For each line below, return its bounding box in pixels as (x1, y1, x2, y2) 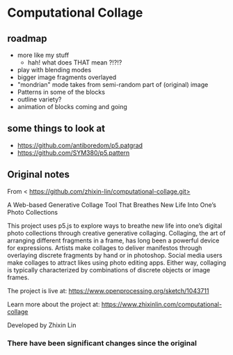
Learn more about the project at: (7, 300, 100, 308)
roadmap (7, 33, 47, 44)
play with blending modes (17, 66, 92, 74)
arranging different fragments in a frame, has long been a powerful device (7, 236, 220, 245)
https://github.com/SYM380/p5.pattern (17, 148, 130, 157)
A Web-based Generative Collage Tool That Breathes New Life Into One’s (7, 200, 217, 209)
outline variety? (17, 95, 62, 104)
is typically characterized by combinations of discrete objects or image (7, 265, 211, 274)
